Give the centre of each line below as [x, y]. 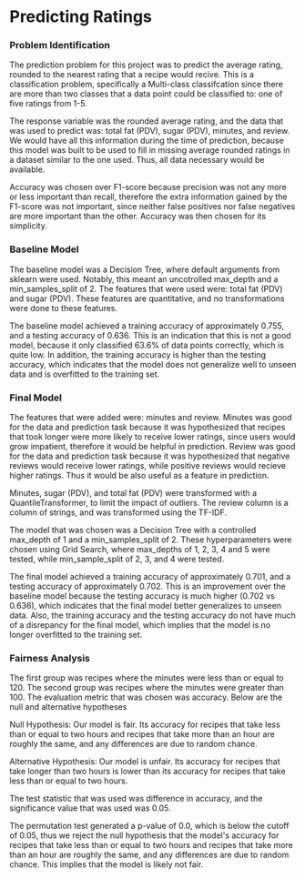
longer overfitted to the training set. [76, 635]
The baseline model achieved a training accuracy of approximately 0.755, [147, 326]
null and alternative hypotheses [68, 707]
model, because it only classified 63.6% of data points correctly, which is [147, 345]
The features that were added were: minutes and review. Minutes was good [151, 418]
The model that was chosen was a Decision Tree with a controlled [133, 530]
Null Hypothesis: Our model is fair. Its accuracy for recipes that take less [145, 724]
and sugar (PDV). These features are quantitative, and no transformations [147, 298]
